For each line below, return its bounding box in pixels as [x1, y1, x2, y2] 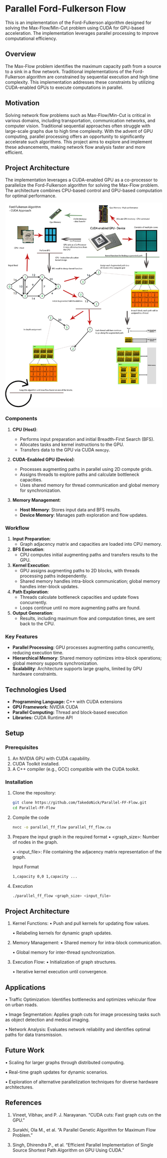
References [5, 1099, 42, 1107]
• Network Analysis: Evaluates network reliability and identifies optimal [5, 1027, 151, 1032]
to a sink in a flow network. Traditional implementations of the [5, 68, 132, 74]
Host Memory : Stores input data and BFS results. [19, 506, 121, 512]
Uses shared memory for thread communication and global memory [19, 482, 160, 488]
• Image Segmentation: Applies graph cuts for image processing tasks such [5, 1012, 161, 1017]
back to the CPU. [19, 620, 55, 627]
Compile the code [12, 814, 49, 820]
